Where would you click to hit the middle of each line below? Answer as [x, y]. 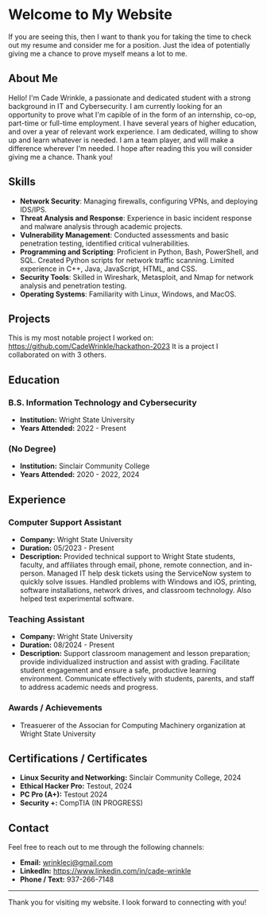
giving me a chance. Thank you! [61, 157]
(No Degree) [33, 448]
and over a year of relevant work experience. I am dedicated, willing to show [133, 131]
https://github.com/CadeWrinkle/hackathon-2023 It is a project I [113, 347]
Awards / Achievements [55, 708]
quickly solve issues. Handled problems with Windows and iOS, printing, [138, 582]
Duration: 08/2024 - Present [67, 645]
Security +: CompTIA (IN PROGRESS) [81, 803]
